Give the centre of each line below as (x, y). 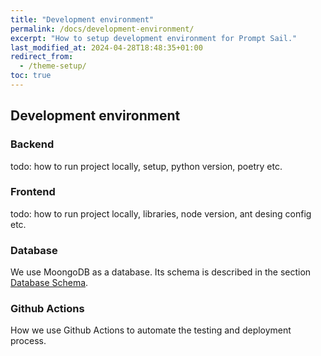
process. (28, 341)
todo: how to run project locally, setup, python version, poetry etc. (146, 166)
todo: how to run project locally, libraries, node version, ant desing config (161, 213)
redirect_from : (42, 57)
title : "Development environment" (82, 19)
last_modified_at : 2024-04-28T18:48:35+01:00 (106, 47)
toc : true (31, 76)
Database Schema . (49, 283)
